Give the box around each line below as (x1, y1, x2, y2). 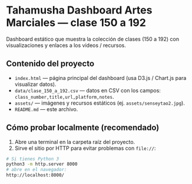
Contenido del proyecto (6, 59, 95, 69)
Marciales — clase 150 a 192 (6, 16, 146, 29)
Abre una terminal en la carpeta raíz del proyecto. (14, 138, 135, 145)
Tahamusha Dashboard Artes (6, 4, 153, 17)
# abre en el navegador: (6, 167, 67, 173)
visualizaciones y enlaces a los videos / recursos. (6, 42, 127, 49)
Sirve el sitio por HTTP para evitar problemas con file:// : (14, 145, 156, 152)
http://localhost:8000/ (6, 172, 65, 178)
